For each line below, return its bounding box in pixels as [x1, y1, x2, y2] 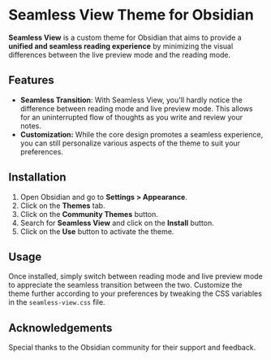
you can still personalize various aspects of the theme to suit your [19, 138, 241, 148]
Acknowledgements [8, 321, 113, 335]
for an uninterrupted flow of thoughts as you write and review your [19, 112, 243, 122]
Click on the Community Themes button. [19, 209, 158, 219]
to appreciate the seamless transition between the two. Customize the [8, 280, 243, 290]
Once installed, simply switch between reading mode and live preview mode [8, 271, 264, 281]
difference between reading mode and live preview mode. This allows [19, 103, 253, 113]
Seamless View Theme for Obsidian [8, 6, 254, 24]
